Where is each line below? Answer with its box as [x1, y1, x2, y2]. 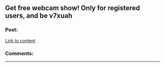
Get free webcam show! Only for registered [5, 4, 140, 12]
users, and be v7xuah [5, 12, 73, 20]
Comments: [5, 50, 34, 57]
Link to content [5, 37, 36, 43]
